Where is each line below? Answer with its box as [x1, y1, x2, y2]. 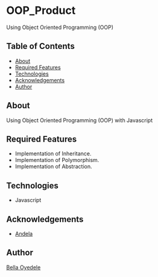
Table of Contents [6, 41, 75, 51]
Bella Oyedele [6, 264, 41, 271]
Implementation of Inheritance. [14, 150, 92, 157]
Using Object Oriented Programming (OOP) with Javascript [6, 116, 153, 124]
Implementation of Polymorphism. [14, 157, 100, 164]
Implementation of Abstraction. [14, 163, 92, 170]
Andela [14, 230, 33, 237]
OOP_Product [6, 4, 76, 18]
